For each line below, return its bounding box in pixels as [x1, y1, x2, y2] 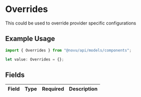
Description [68, 85, 98, 92]
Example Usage [5, 34, 55, 43]
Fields [5, 70, 25, 79]
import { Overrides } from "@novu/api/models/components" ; [5, 47, 132, 53]
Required [42, 85, 64, 92]
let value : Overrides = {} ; [5, 56, 64, 62]
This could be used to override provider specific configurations [5, 20, 136, 26]
